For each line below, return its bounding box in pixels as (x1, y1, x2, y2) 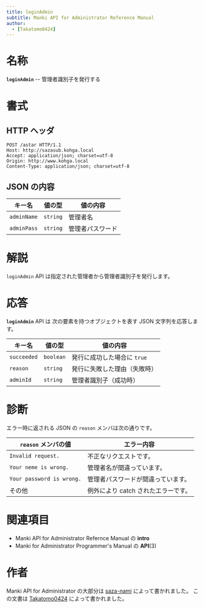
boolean (43, 353, 66, 361)
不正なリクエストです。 (87, 452, 155, 460)
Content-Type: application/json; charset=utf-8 (6, 163, 130, 170)
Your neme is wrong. (9, 464, 69, 471)
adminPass (9, 225, 38, 232)
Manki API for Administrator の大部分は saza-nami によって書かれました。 (6, 587, 192, 595)
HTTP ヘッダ (6, 125, 55, 136)
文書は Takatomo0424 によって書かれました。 (11, 595, 128, 602)
